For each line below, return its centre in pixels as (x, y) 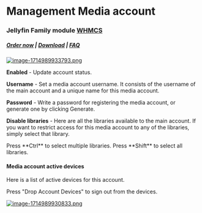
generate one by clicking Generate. (51, 109)
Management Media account (81, 11)
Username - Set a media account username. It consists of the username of (101, 84)
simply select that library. (38, 134)
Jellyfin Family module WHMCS (54, 31)
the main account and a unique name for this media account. (83, 91)
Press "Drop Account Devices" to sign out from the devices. (82, 192)
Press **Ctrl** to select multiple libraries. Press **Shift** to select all (94, 146)
